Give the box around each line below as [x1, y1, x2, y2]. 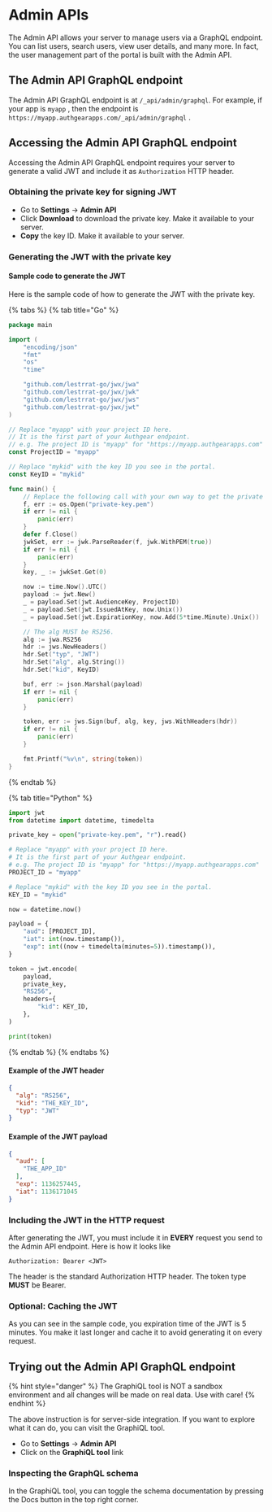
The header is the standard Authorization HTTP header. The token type [8, 1271, 247, 1281]
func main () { [8, 485, 57, 493]
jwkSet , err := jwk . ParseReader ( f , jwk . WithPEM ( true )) [23, 538, 213, 546]
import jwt [8, 808, 45, 817]
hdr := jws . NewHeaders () [23, 643, 107, 651]
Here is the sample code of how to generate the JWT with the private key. [8, 289, 256, 298]
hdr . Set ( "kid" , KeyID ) [23, 665, 100, 674]
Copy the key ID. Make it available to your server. [19, 230, 185, 241]
